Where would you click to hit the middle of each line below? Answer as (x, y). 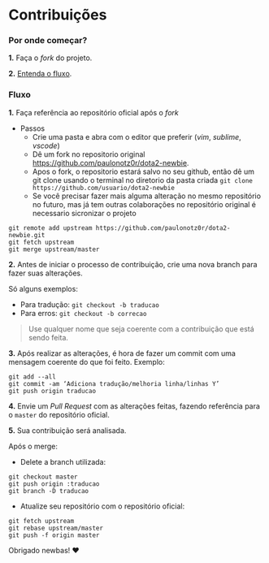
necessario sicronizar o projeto (84, 213)
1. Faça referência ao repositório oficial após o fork (93, 112)
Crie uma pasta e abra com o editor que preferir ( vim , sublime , (137, 136)
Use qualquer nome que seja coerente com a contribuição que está (141, 329)
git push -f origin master (54, 535)
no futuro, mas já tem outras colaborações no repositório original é (144, 204)
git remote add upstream (50, 228)
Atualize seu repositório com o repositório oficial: (102, 506)
